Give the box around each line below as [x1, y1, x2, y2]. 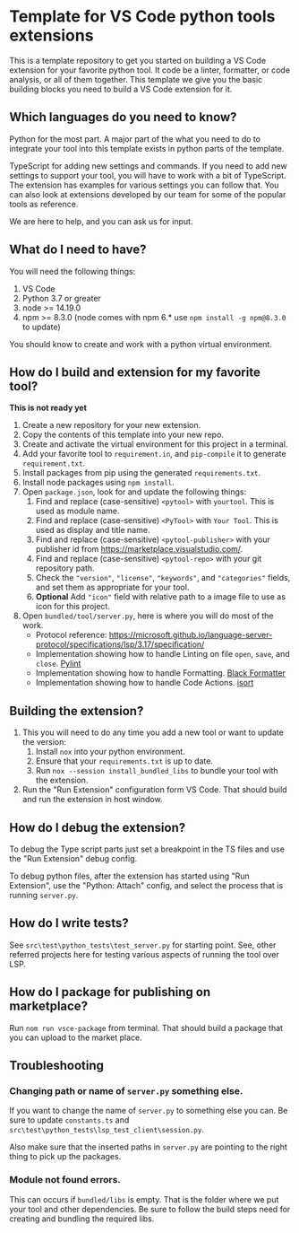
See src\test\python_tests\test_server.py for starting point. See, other [9, 940, 277, 950]
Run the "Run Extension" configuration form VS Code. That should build [21, 784, 288, 795]
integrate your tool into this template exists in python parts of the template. [9, 143, 285, 153]
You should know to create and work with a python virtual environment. [9, 338, 273, 349]
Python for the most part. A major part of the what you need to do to [9, 133, 261, 144]
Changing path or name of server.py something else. [9, 1084, 243, 1097]
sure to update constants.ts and [9, 1115, 130, 1125]
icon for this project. [35, 601, 110, 612]
